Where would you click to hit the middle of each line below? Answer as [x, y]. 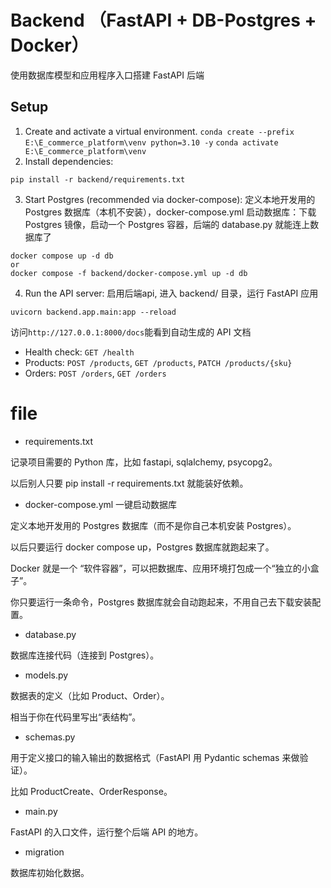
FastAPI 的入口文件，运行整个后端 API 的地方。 [107, 832]
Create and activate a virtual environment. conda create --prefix [159, 131]
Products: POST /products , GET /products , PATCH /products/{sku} [158, 362]
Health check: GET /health [79, 352]
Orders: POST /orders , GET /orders [95, 373]
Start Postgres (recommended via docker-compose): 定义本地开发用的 [170, 199]
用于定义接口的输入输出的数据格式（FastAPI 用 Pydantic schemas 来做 [155, 757]
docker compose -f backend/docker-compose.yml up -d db [129, 273]
